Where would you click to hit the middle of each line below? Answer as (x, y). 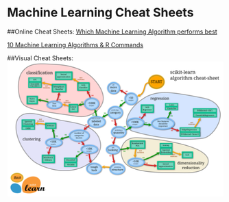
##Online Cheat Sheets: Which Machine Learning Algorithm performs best (112, 31)
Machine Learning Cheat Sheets (100, 13)
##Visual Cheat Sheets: (40, 58)
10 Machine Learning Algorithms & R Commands (75, 45)
